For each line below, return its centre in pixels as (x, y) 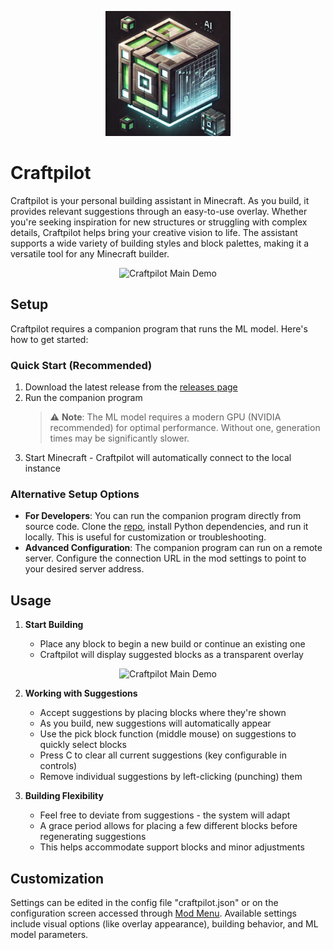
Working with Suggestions (81, 693)
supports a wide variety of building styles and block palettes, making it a (160, 243)
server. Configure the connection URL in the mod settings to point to (165, 558)
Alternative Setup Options (75, 494)
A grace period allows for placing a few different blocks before (168, 826)
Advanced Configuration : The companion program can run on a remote (173, 548)
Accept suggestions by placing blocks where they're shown (163, 713)
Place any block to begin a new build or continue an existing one (172, 644)
